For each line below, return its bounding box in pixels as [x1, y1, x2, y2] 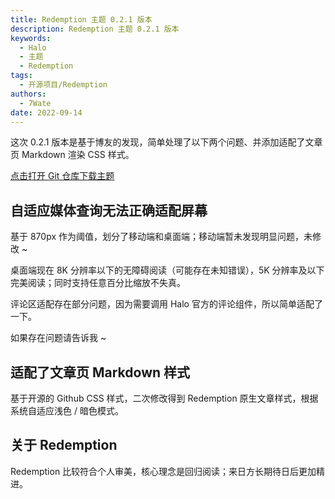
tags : [10, 71, 33, 81]
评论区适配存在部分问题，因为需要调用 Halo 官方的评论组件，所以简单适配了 [10, 298, 323, 310]
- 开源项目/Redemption [19, 80, 108, 90]
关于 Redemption [10, 437, 118, 454]
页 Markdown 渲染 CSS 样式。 [10, 149, 135, 161]
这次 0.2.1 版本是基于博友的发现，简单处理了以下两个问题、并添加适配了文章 [10, 136, 323, 148]
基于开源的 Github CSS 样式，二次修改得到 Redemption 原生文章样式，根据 [10, 392, 319, 404]
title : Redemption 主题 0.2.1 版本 [10, 14, 153, 25]
